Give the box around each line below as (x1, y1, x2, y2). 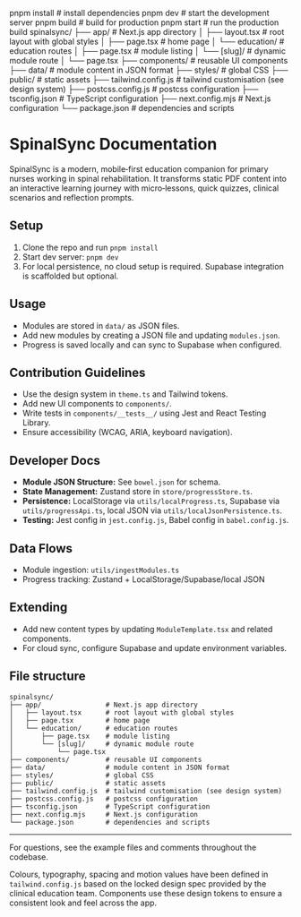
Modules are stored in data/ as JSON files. (21, 320, 180, 330)
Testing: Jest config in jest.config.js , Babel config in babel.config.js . (21, 515, 289, 526)
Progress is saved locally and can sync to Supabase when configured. (21, 339, 282, 350)
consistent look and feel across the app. (9, 897, 158, 908)
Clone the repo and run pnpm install (21, 242, 159, 253)
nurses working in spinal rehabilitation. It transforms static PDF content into (9, 173, 287, 184)
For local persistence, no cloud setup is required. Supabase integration (21, 261, 284, 271)
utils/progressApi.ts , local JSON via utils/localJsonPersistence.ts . (21, 505, 282, 516)
